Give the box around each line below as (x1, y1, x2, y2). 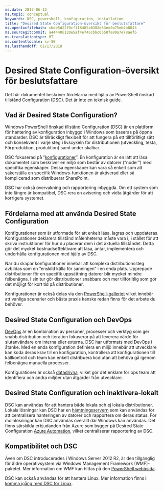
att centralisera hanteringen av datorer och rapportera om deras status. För (5, 412, 157, 418)
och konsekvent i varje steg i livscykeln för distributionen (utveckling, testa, (5, 139, 157, 145)
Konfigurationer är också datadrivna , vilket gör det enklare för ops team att (5, 369, 156, 375)
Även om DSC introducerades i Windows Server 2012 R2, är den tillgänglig (5, 455, 155, 461)
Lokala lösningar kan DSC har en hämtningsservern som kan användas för (5, 407, 155, 413)
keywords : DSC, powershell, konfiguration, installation (5, 16, 124, 21)
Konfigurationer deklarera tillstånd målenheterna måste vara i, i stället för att (5, 235, 159, 241)
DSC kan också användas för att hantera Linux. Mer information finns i (5, 475, 147, 481)
